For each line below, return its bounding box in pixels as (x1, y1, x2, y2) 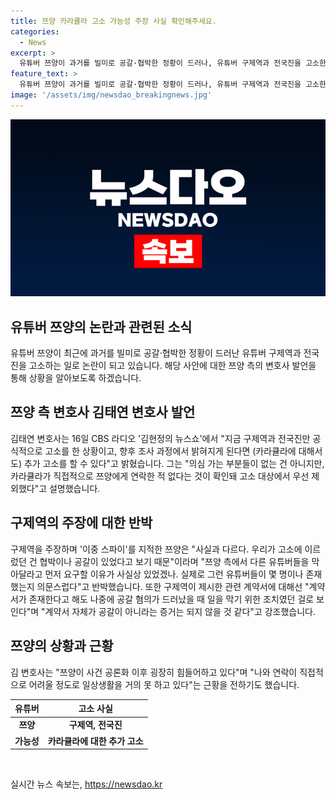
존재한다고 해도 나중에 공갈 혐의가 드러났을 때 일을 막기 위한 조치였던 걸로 (28, 593, 315, 605)
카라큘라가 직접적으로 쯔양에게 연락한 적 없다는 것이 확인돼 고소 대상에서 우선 (10, 470, 310, 482)
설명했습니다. (48, 482, 101, 494)
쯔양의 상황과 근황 (10, 638, 114, 655)
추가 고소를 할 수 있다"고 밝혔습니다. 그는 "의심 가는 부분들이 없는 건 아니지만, (23, 457, 325, 469)
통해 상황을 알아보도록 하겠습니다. (10, 372, 142, 384)
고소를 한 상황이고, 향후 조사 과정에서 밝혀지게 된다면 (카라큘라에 (44, 445, 297, 457)
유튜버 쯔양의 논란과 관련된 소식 (10, 318, 193, 335)
